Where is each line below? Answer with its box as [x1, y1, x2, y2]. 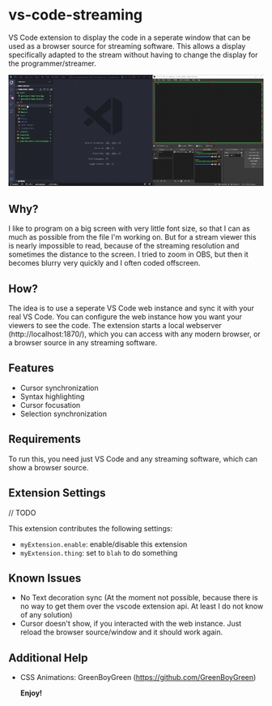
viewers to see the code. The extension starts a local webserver [8, 321, 223, 331]
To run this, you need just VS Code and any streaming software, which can [8, 453, 257, 464]
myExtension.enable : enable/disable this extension [19, 539, 188, 549]
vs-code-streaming [8, 6, 143, 24]
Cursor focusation [19, 400, 81, 409]
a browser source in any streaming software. [8, 338, 158, 348]
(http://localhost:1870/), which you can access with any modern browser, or [8, 329, 261, 339]
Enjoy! [19, 688, 43, 698]
